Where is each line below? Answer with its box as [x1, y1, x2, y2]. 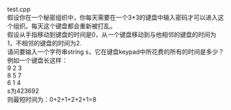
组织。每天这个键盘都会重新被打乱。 [12, 22, 116, 30]
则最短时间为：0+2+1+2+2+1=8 [7, 96, 97, 103]
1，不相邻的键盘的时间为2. [7, 39, 82, 47]
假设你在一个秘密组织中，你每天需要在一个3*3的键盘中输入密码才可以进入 [7, 13, 219, 21]
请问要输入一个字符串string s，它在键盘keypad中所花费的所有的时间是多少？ [7, 47, 225, 56]
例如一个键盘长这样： [7, 56, 68, 64]
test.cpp [7, 5, 31, 13]
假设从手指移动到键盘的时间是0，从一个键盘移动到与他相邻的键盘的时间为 [7, 30, 217, 38]
